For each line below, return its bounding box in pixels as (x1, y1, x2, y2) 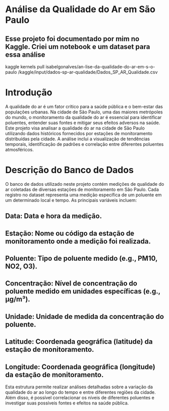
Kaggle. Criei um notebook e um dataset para (5, 42, 150, 51)
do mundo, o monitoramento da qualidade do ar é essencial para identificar (5, 114, 162, 120)
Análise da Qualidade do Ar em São (5, 4, 155, 15)
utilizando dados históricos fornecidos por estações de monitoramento (5, 130, 153, 136)
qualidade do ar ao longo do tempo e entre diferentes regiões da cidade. (5, 389, 156, 395)
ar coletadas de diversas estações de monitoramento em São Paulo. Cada (5, 186, 159, 192)
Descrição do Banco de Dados (5, 165, 134, 176)
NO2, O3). (5, 262, 38, 271)
